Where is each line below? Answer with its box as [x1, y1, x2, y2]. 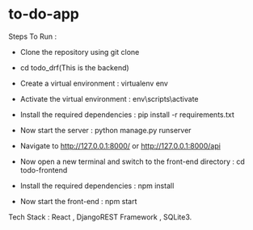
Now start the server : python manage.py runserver [19, 125, 192, 135]
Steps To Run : [8, 31, 57, 41]
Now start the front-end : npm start [19, 196, 137, 206]
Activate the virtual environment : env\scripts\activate [19, 94, 199, 103]
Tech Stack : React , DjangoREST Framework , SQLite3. [8, 211, 192, 222]
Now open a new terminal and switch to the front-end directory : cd [19, 157, 245, 166]
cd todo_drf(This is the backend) [19, 62, 129, 73]
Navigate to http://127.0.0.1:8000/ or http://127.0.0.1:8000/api [19, 140, 221, 150]
